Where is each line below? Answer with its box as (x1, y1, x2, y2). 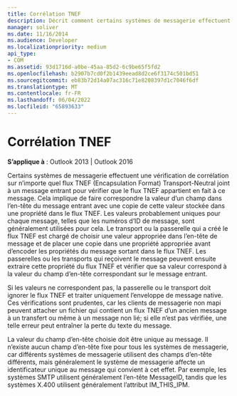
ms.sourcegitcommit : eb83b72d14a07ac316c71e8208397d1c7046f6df (7, 76, 199, 84)
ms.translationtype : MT (7, 83, 78, 90)
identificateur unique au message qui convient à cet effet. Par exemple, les (7, 365, 227, 374)
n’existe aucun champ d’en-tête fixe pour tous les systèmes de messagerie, (7, 343, 229, 351)
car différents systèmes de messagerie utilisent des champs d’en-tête (7, 350, 212, 358)
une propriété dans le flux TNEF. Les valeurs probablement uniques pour (7, 209, 221, 217)
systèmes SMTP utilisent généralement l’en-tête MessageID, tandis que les (7, 372, 227, 381)
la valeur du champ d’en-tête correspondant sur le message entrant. (7, 269, 208, 278)
